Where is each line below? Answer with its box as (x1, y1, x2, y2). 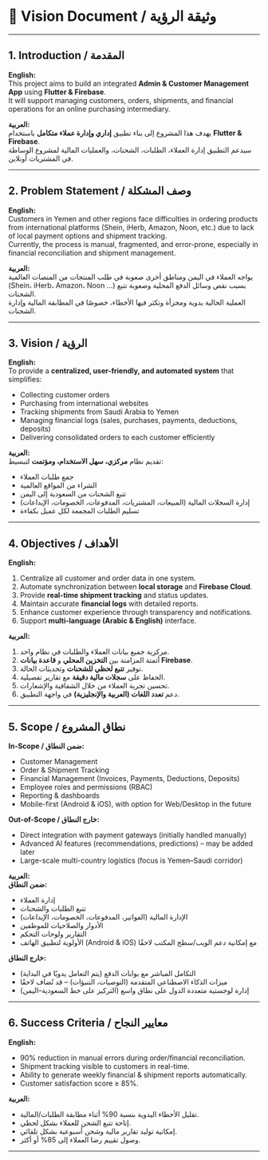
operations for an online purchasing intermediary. (8, 104, 171, 114)
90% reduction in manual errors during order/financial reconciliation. (19, 1053, 246, 1062)
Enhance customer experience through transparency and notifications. (19, 608, 253, 617)
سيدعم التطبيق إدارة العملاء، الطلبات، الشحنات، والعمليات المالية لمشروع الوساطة (8, 145, 252, 154)
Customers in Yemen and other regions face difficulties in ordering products (8, 213, 258, 223)
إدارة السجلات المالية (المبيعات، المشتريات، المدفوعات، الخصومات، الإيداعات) (19, 497, 250, 507)
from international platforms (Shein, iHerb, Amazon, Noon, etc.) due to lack (8, 222, 254, 232)
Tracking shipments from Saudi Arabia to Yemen (19, 407, 179, 417)
